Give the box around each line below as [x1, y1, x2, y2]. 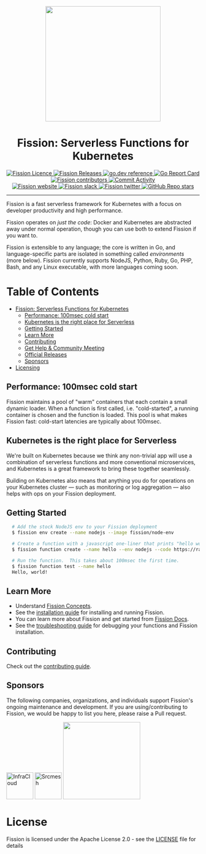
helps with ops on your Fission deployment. [6, 489, 116, 497]
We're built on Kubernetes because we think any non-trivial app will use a [6, 452, 193, 459]
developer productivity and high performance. [6, 207, 123, 214]
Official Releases [24, 350, 67, 358]
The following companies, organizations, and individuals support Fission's [6, 697, 193, 704]
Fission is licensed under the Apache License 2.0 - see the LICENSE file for [6, 835, 196, 842]
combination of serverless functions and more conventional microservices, [6, 458, 196, 465]
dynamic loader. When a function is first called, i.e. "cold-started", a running [6, 405, 199, 412]
